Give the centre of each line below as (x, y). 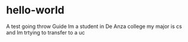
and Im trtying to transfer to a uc (46, 32)
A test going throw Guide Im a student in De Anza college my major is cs (94, 26)
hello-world (35, 10)
